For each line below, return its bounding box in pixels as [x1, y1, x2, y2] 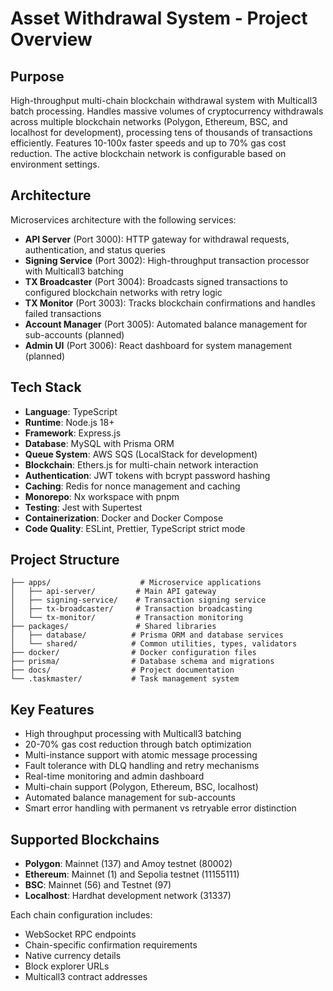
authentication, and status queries [24, 243, 166, 256]
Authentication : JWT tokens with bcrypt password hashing [24, 469, 271, 481]
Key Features [10, 701, 95, 718]
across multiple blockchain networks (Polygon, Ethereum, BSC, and [10, 116, 288, 127]
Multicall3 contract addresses [24, 971, 148, 983]
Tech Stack [10, 379, 82, 396]
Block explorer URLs [24, 960, 110, 972]
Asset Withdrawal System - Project [10, 7, 308, 30]
